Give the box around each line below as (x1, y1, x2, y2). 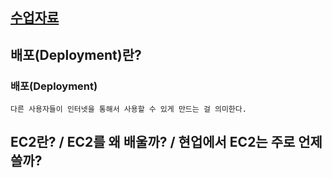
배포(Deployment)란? (10, 46, 142, 63)
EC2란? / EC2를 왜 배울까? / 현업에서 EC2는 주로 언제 (10, 134, 323, 151)
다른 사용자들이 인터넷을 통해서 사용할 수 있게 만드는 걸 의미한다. (10, 104, 247, 115)
